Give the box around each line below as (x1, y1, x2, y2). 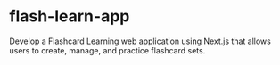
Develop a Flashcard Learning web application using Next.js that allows (9, 36, 272, 46)
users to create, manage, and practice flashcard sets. (9, 45, 206, 55)
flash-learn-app (9, 6, 130, 27)
